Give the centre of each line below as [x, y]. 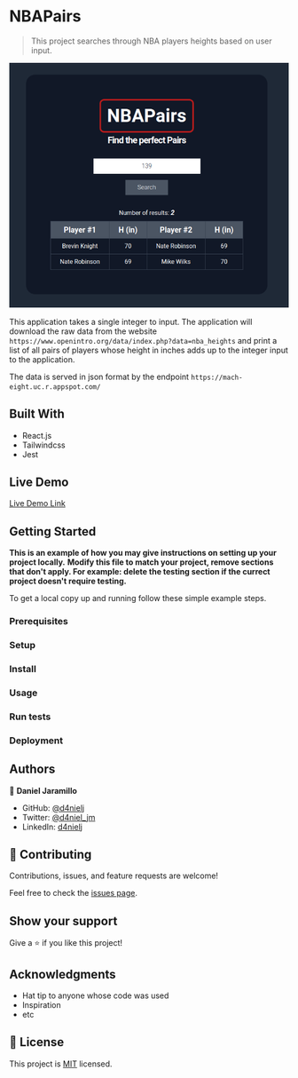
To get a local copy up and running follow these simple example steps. [138, 598]
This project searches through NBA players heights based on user [151, 41]
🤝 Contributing [51, 854]
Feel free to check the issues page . [73, 893]
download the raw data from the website [83, 331]
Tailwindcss [43, 445]
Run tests [30, 717]
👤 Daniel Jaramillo [43, 790]
